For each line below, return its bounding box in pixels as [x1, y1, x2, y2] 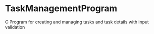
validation [5, 24, 25, 30]
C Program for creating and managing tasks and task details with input [5, 19, 149, 25]
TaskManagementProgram [5, 3, 117, 14]
